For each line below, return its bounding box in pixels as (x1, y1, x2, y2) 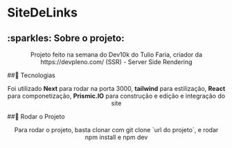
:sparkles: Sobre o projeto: (7, 32, 125, 44)
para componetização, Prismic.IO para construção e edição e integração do (7, 92, 226, 100)
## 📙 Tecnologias (7, 71, 55, 79)
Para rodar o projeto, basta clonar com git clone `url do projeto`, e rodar (14, 126, 219, 134)
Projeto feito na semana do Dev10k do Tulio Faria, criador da (30, 50, 203, 59)
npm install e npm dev (84, 133, 148, 141)
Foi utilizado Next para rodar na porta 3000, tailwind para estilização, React (7, 85, 226, 92)
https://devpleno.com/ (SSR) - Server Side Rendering (40, 58, 193, 66)
